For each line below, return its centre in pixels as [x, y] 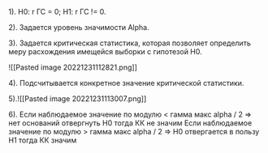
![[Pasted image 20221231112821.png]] [73, 67]
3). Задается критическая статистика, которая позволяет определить [130, 43]
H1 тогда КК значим [43, 140]
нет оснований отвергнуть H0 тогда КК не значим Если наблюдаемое [130, 123]
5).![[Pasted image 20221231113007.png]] [78, 99]
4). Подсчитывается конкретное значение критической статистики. [126, 83]
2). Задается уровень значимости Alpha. [79, 27]
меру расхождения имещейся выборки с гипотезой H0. [106, 51]
